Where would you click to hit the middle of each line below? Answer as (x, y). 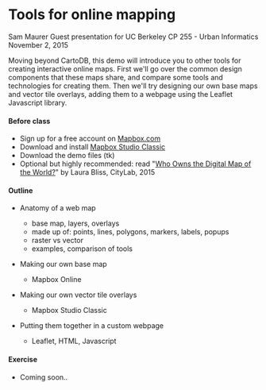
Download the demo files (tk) (67, 156)
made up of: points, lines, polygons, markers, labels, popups (130, 232)
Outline (21, 190)
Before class (29, 121)
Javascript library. (38, 102)
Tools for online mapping (92, 15)
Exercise (23, 359)
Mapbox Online (56, 280)
